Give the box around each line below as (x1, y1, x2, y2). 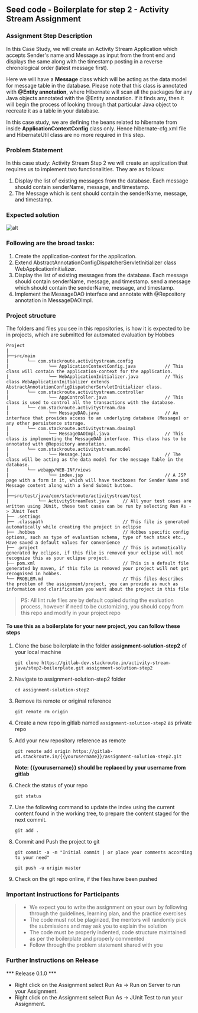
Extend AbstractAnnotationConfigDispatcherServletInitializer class (14, 259, 177, 266)
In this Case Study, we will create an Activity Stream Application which (6, 45, 178, 52)
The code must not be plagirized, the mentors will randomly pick (29, 916, 187, 924)
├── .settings (6, 514, 41, 520)
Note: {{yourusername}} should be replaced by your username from (14, 764, 186, 771)
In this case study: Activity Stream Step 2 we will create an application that (6, 159, 188, 166)
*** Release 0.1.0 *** (6, 970, 57, 977)
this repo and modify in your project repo (20, 609, 121, 616)
